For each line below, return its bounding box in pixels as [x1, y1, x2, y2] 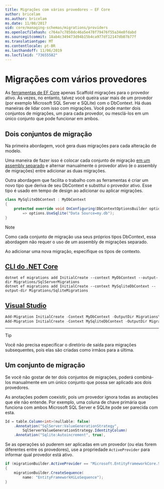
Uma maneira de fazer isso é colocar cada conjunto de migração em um [5, 157, 150, 164]
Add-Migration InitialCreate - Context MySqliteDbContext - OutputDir [5, 319, 147, 324]
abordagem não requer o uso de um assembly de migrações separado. [5, 239, 148, 245]
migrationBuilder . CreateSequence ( [14, 470, 84, 475]
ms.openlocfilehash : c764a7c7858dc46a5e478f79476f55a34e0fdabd [5, 30, 137, 35]
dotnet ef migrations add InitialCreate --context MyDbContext [5, 276, 137, 280]
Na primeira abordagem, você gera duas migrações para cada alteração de [5, 143, 157, 149]
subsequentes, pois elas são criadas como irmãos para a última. [5, 347, 134, 353]
